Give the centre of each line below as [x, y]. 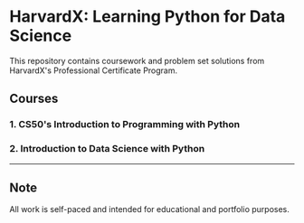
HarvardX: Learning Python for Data [147, 17]
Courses [34, 99]
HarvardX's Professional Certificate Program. [94, 70]
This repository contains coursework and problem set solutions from [137, 60]
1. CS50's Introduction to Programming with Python [125, 125]
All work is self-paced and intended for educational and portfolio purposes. [149, 209]
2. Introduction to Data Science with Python [107, 149]
